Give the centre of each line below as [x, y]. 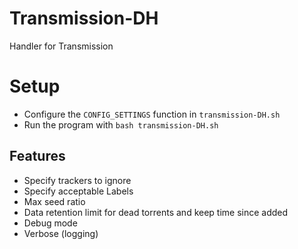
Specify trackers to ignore [77, 180]
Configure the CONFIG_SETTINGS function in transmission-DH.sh [152, 114]
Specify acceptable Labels [78, 191]
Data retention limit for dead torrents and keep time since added [156, 212]
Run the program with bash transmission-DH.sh [121, 124]
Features [37, 156]
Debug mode [50, 223]
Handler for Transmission [61, 46]
